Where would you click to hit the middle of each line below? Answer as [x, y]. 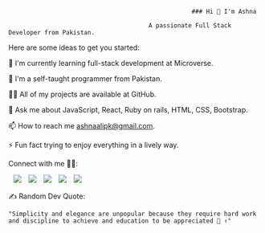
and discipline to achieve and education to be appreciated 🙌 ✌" [120, 221]
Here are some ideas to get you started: [74, 47]
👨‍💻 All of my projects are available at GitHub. [82, 94]
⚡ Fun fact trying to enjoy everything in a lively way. [94, 145]
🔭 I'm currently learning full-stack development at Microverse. [111, 63]
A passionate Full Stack [190, 26]
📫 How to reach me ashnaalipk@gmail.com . [82, 126]
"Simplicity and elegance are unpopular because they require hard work [132, 214]
